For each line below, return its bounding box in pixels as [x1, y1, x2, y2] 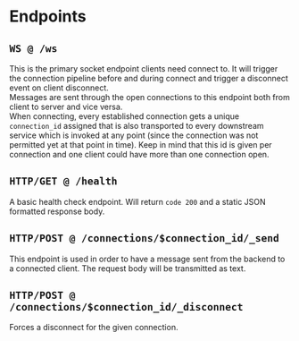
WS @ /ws [9, 42, 58, 55]
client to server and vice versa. [9, 101, 123, 112]
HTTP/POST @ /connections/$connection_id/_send [9, 232, 279, 245]
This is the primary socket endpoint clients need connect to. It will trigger [9, 64, 278, 73]
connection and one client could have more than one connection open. [9, 149, 270, 159]
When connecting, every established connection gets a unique [9, 111, 239, 122]
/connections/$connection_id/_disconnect [9, 301, 244, 314]
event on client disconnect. [9, 82, 109, 93]
